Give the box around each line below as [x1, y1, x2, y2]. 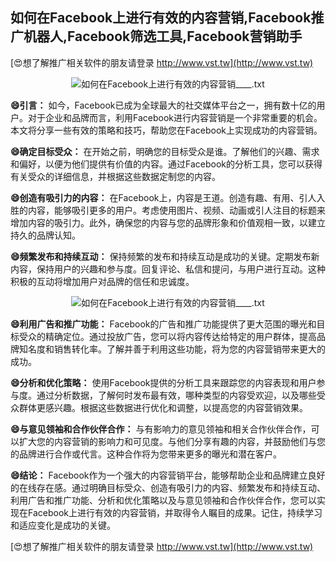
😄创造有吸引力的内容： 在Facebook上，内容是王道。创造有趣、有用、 [10, 191, 300, 203]
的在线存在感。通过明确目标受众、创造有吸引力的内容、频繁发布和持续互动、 [10, 481, 326, 493]
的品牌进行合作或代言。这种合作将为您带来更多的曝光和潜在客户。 [10, 448, 282, 460]
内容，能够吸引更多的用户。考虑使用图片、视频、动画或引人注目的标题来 [27, 204, 326, 216]
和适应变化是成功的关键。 [10, 519, 116, 531]
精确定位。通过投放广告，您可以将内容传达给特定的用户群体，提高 [44, 330, 317, 342]
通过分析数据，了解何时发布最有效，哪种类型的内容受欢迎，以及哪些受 [36, 389, 326, 401]
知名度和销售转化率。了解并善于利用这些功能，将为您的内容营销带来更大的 [18, 343, 326, 355]
